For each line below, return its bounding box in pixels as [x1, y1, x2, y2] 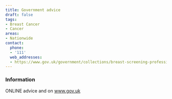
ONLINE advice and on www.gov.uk [5, 87, 81, 94]
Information [5, 76, 35, 83]
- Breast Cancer [5, 21, 40, 27]
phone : [10, 45, 24, 50]
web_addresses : [10, 54, 42, 60]
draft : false [5, 12, 33, 17]
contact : [5, 41, 24, 46]
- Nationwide [5, 36, 33, 41]
